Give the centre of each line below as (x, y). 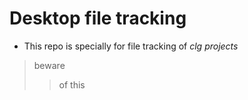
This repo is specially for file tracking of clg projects (131, 46)
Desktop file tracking (98, 18)
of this (72, 84)
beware (49, 65)
